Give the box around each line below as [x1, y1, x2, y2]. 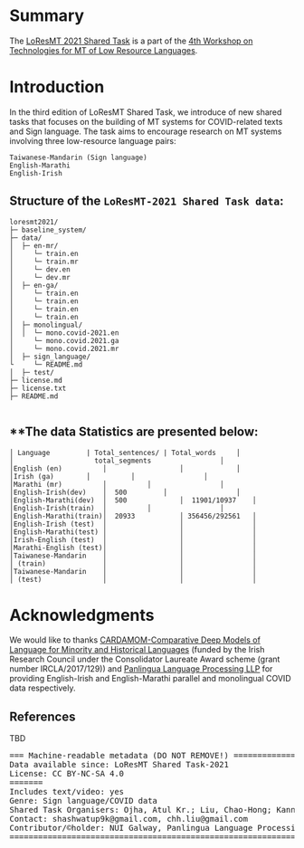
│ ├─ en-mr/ [9, 241, 59, 250]
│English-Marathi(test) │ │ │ [9, 527, 257, 537]
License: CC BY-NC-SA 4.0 [9, 768, 125, 779]
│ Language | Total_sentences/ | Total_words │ [9, 448, 242, 457]
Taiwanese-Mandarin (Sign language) [9, 153, 147, 162]
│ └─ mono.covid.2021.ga [9, 336, 119, 345]
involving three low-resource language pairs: [9, 135, 176, 146]
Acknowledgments [9, 605, 156, 625]
